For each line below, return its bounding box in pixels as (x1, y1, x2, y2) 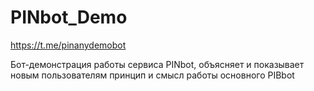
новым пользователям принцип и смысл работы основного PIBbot (10, 69, 295, 81)
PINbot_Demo (10, 6, 128, 29)
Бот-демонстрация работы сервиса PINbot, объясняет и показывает (10, 58, 305, 70)
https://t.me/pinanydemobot (10, 39, 127, 51)
